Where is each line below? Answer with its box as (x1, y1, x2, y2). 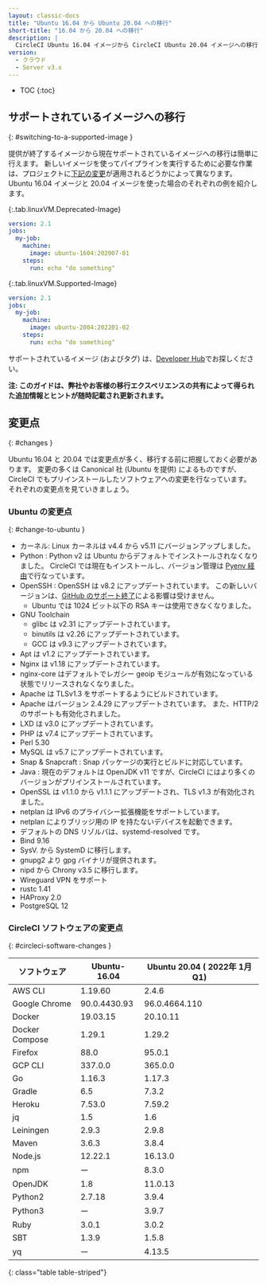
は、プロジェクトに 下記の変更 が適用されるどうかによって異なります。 (8, 168, 237, 178)
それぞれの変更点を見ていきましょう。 (8, 484, 133, 494)
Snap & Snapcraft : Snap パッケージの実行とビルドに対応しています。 (19, 757, 247, 766)
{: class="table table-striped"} (8, 1267, 107, 1277)
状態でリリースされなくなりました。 (19, 679, 139, 688)
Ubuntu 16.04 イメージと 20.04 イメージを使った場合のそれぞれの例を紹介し (8, 178, 258, 188)
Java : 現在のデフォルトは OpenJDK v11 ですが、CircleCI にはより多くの (19, 766, 256, 777)
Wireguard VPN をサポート (19, 875, 108, 884)
